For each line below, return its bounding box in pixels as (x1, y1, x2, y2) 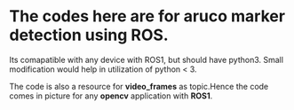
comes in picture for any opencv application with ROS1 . (9, 90, 213, 101)
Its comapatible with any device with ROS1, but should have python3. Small (9, 54, 284, 65)
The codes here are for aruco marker (9, 6, 286, 27)
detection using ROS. (9, 25, 169, 45)
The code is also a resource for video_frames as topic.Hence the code (9, 81, 269, 91)
